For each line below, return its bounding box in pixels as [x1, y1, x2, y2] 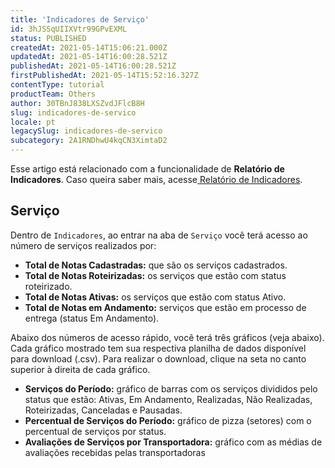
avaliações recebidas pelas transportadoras [24, 446, 206, 458]
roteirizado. [24, 280, 73, 292]
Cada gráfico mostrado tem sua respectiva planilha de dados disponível [10, 342, 307, 354]
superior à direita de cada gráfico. [10, 363, 151, 375]
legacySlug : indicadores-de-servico [10, 126, 163, 136]
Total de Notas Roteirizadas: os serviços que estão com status [24, 269, 287, 281]
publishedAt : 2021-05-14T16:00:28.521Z [10, 61, 177, 71]
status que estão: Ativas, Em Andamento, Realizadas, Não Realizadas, [24, 393, 313, 405]
